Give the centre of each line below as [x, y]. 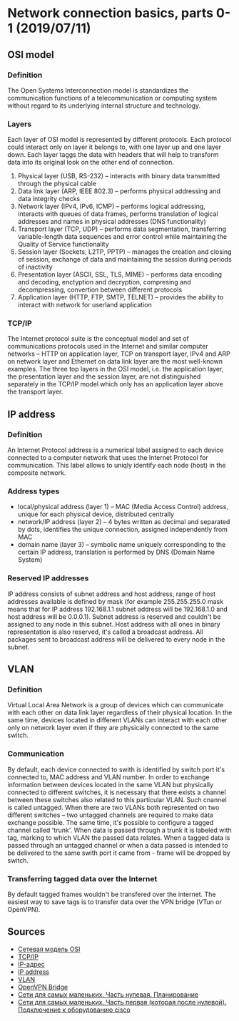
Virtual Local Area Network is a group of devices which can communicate [116, 705]
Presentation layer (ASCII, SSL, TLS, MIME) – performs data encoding [120, 275]
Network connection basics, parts [111, 13]
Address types [34, 491]
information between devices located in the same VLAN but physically [111, 784]
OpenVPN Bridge [43, 987]
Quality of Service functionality [63, 245]
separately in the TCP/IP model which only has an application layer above [115, 384]
